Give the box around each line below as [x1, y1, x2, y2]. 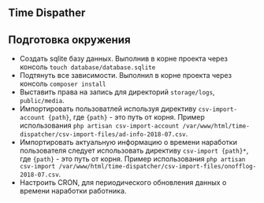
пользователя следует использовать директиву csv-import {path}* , [19, 146, 249, 156]
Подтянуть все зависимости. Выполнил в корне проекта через [19, 71, 232, 80]
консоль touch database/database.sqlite [19, 62, 156, 72]
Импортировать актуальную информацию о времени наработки [19, 138, 238, 147]
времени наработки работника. [19, 186, 127, 196]
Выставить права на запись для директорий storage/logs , [19, 87, 215, 97]
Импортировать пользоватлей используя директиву [19, 104, 197, 113]
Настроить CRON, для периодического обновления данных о [19, 178, 227, 187]
